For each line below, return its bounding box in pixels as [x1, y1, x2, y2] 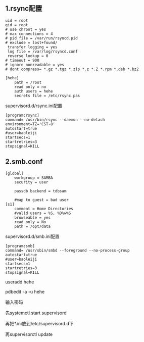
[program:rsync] [5, 113, 39, 118]
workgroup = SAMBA [14, 175, 53, 180]
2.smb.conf [5, 158, 43, 166]
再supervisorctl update [5, 331, 53, 337]
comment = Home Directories [14, 206, 73, 211]
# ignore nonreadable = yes [5, 62, 65, 67]
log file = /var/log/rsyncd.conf [7, 49, 78, 54]
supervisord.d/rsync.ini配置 [5, 103, 63, 109]
